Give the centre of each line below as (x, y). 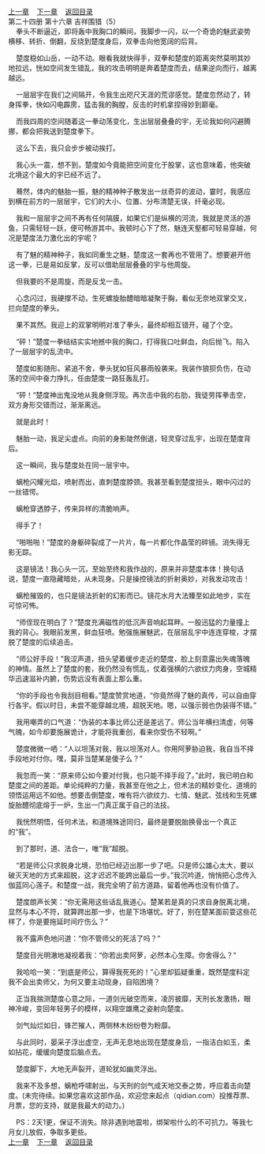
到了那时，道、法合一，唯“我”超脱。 (74, 849)
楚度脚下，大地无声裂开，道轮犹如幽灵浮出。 (88, 1069)
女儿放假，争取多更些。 (53, 1132)
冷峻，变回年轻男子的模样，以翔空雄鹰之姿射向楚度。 (101, 1009)
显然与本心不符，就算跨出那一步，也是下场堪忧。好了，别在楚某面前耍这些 (129, 912)
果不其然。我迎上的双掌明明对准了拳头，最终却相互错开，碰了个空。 (126, 325)
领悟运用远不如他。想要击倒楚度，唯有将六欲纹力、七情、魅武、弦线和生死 (129, 795)
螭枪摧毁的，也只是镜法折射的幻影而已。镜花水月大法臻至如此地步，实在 (133, 596)
